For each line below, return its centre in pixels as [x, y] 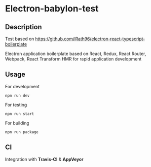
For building [17, 123]
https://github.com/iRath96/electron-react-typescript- [90, 39]
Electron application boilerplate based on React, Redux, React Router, [76, 54]
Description [23, 27]
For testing [16, 105]
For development [22, 86]
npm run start [20, 114]
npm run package [22, 132]
